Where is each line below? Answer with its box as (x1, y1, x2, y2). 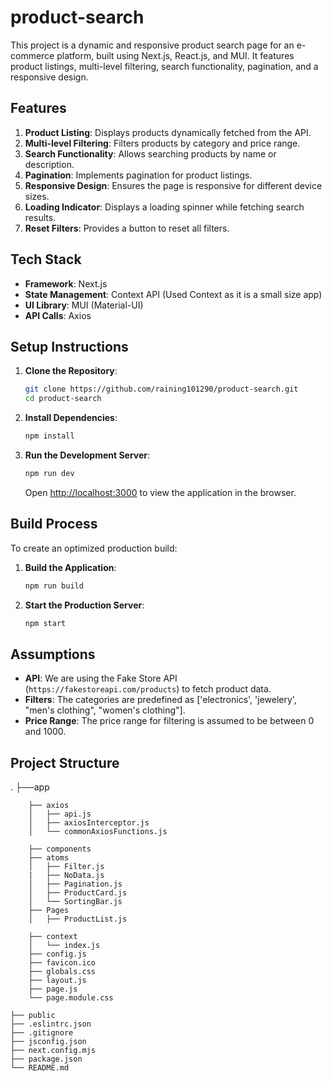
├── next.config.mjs (10, 1046, 97, 1056)
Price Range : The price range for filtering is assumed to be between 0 (24, 715, 315, 727)
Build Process (10, 516, 98, 533)
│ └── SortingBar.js (28, 897, 123, 907)
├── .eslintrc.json (10, 1019, 92, 1030)
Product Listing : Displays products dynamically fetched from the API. (24, 126, 312, 138)
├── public (10, 1011, 56, 1021)
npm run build (24, 581, 84, 591)
